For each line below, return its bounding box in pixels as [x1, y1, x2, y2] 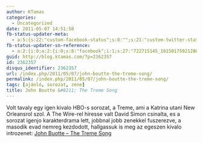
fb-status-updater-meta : [6, 31, 69, 37]
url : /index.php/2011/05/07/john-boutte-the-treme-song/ [6, 71, 153, 77]
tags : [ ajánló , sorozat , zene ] [6, 82, 85, 88]
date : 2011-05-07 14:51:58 [6, 25, 74, 32]
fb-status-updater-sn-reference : [6, 43, 91, 49]
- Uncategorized [11, 20, 53, 26]
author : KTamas [6, 8, 45, 15]
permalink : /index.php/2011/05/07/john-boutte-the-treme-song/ [6, 76, 169, 82]
